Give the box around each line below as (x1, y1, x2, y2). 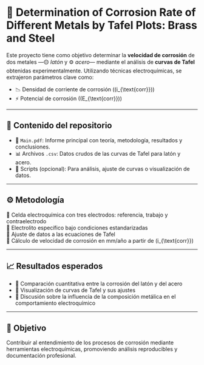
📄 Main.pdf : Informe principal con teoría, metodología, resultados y (15, 136, 183, 144)
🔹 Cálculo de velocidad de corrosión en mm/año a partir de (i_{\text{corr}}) (6, 237, 194, 244)
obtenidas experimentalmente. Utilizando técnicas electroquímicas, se (6, 67, 182, 74)
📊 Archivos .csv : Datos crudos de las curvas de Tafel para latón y (15, 150, 181, 157)
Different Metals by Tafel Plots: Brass (6, 18, 197, 32)
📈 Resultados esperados (6, 261, 103, 271)
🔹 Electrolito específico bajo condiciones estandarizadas (6, 224, 148, 231)
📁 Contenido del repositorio (6, 120, 112, 131)
